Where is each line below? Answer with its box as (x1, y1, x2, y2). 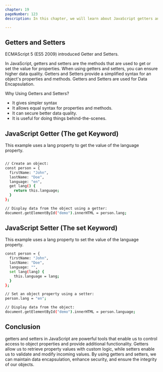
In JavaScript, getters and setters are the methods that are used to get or (5, 61, 151, 66)
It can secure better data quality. (12, 110, 78, 116)
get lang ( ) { (9, 184, 36, 189)
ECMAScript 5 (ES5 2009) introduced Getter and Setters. (5, 51, 119, 57)
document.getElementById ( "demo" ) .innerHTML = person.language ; (5, 309, 136, 314)
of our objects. (5, 361, 34, 367)
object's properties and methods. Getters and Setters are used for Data (5, 76, 147, 82)
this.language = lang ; (14, 274, 60, 279)
